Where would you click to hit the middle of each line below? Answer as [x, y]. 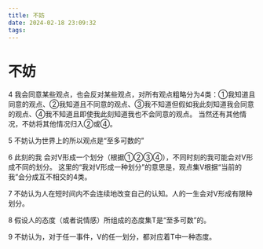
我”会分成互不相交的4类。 [50, 177]
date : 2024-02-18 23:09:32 [52, 23]
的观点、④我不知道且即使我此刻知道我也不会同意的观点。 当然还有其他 [124, 114]
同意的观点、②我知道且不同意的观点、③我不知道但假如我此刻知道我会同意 [131, 104]
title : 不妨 [26, 15]
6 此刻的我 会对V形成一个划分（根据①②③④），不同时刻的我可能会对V [127, 157]
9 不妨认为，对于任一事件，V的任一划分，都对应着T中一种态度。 [112, 237]
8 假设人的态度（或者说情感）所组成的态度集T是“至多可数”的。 [109, 220]
